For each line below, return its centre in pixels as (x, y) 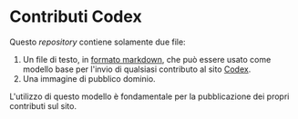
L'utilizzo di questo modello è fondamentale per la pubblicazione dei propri (149, 96)
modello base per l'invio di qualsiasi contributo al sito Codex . (137, 69)
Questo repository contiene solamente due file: (98, 42)
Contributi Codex (76, 17)
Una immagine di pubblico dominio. (89, 78)
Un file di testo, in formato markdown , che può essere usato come (147, 59)
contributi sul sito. (43, 105)
